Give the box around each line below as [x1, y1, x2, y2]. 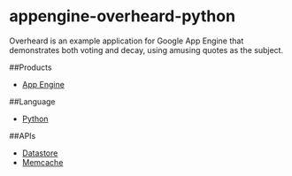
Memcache [21, 157, 64, 167]
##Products [9, 62, 52, 73]
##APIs [9, 130, 36, 141]
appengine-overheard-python [9, 6, 236, 27]
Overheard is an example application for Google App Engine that [9, 35, 244, 46]
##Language [9, 96, 56, 107]
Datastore [21, 148, 58, 158]
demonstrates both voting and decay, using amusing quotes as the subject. [9, 44, 284, 55]
